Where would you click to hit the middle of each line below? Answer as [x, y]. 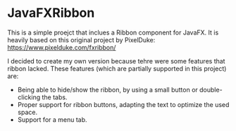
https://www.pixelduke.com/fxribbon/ [62, 47]
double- [211, 89]
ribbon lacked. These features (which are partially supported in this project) [117, 68]
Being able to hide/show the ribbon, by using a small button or [108, 89]
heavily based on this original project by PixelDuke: [81, 39]
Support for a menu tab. [52, 119]
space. [27, 112]
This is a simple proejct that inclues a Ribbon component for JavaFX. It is [113, 32]
